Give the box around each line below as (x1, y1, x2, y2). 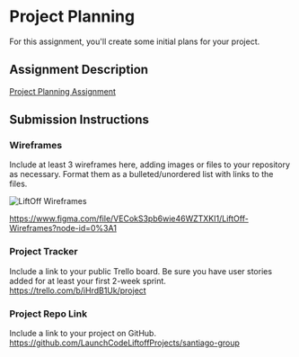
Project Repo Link (9, 308, 88, 320)
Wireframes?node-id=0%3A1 (9, 223, 117, 234)
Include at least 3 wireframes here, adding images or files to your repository (9, 159, 290, 170)
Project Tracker (9, 245, 78, 258)
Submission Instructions (9, 112, 150, 128)
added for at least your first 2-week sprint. (9, 275, 166, 286)
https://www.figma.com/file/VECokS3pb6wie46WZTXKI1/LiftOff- (9, 213, 249, 224)
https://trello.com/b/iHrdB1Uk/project (9, 285, 146, 296)
